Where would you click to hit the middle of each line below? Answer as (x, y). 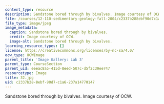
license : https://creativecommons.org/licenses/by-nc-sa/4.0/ (70, 50)
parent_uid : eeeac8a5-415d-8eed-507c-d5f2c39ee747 (58, 69)
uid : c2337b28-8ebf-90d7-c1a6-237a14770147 (50, 82)
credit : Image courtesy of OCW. (42, 37)
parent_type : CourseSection (34, 64)
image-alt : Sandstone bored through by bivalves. (61, 42)
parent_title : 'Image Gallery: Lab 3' (44, 60)
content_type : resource (29, 10)
